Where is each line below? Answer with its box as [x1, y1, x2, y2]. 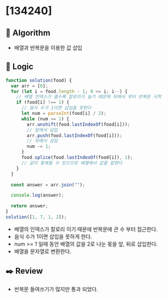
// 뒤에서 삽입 [27, 138, 58, 144]
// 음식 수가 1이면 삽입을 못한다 [21, 105, 92, 111]
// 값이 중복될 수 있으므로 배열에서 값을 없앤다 [21, 160, 122, 166]
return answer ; [11, 203, 49, 209]
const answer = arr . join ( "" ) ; [11, 182, 85, 188]
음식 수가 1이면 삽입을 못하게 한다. [14, 233, 92, 240]
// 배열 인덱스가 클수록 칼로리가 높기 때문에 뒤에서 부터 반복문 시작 [16, 94, 161, 100]
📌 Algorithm [5, 28, 51, 38]
